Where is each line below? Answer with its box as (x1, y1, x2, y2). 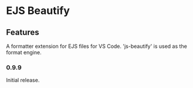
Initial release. (6, 77, 40, 84)
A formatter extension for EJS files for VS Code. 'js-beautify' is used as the (6, 43, 188, 50)
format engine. (6, 49, 42, 56)
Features (6, 27, 39, 37)
